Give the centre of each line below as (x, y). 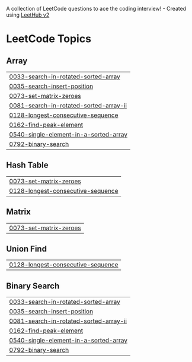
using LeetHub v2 (28, 15)
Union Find (27, 249)
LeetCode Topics (49, 39)
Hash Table (27, 165)
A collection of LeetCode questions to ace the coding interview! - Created (96, 9)
